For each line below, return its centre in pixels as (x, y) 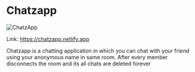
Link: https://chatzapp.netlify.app (48, 39)
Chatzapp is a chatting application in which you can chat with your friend (98, 51)
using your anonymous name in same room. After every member (87, 57)
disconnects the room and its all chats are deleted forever (79, 64)
